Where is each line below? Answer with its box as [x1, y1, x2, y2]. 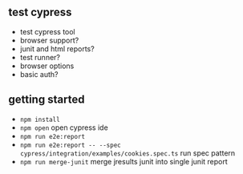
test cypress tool [19, 26, 76, 36]
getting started [8, 93, 85, 107]
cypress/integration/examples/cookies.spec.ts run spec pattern [19, 148, 236, 158]
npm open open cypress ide [19, 123, 108, 132]
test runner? [19, 52, 60, 62]
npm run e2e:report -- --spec [19, 141, 122, 149]
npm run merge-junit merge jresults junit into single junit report [19, 156, 229, 166]
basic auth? [19, 69, 59, 79]
